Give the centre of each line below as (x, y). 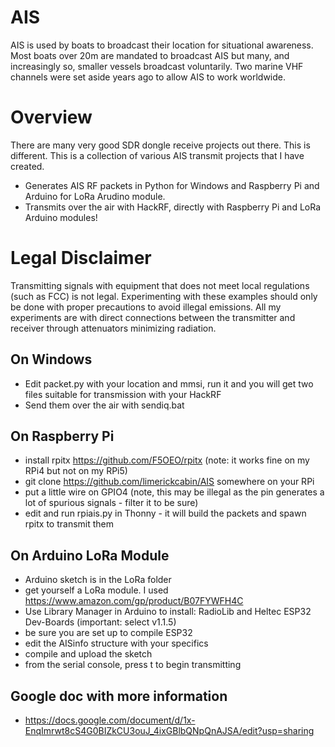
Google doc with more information (119, 696)
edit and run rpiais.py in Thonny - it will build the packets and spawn (165, 513)
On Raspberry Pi (62, 436)
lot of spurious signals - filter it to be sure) (111, 503)
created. (27, 166)
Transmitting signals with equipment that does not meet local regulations (160, 285)
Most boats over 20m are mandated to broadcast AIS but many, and (150, 55)
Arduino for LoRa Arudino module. (95, 196)
